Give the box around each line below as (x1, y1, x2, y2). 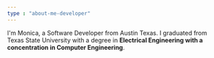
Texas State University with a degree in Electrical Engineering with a (7, 35, 203, 44)
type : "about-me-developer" (7, 10, 91, 17)
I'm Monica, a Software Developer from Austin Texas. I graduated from (7, 29, 208, 37)
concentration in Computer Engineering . (7, 43, 125, 51)
